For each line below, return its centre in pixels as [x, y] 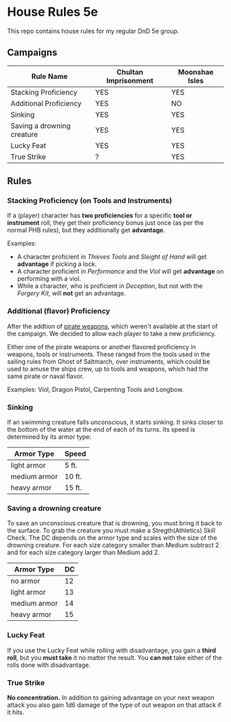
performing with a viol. [49, 278]
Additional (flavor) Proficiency [59, 311]
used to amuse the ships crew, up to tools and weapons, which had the [108, 369]
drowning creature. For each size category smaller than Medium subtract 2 [113, 545]
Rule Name [49, 76]
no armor [25, 581]
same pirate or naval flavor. [46, 376]
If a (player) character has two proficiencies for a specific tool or [100, 216]
